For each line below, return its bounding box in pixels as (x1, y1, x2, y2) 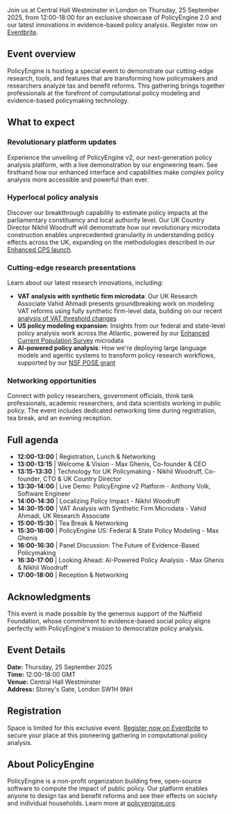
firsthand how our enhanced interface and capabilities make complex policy (7, 168, 224, 176)
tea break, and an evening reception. (7, 414, 113, 422)
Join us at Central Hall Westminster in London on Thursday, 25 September (7, 6, 220, 14)
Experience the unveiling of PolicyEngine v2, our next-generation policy (7, 153, 213, 161)
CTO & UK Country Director (42, 474, 122, 483)
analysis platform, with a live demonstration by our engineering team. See (7, 160, 218, 169)
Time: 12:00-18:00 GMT (7, 670, 76, 678)
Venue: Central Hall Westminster (7, 678, 101, 686)
